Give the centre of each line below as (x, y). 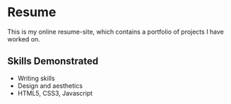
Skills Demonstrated (53, 61)
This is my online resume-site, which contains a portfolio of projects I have (116, 32)
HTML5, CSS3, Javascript (55, 93)
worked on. (24, 39)
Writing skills (36, 78)
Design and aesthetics (50, 86)
